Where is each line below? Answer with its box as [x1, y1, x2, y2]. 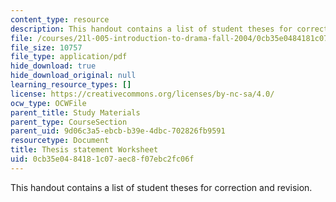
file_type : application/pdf [10, 52, 128, 62]
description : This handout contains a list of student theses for [10, 24, 293, 34]
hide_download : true [10, 61, 97, 71]
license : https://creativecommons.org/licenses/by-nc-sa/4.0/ [10, 89, 275, 99]
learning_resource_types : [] [10, 80, 132, 90]
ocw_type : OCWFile [10, 98, 87, 108]
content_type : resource [10, 14, 110, 25]
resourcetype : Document [10, 136, 110, 146]
